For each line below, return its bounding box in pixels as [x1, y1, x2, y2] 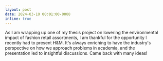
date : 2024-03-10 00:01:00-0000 [5, 12, 71, 17]
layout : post [5, 7, 32, 12]
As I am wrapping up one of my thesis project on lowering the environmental [5, 30, 158, 36]
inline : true [5, 16, 32, 21]
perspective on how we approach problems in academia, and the [5, 45, 135, 51]
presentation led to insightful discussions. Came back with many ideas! [5, 50, 147, 56]
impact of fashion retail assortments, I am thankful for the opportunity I [5, 35, 147, 41]
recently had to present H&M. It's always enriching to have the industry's [5, 40, 151, 46]
